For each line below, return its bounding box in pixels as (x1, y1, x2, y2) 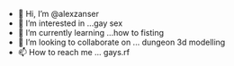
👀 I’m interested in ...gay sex (17, 18, 123, 29)
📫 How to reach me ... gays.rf (17, 47, 130, 57)
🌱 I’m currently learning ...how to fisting (17, 28, 165, 37)
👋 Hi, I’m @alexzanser (17, 9, 99, 19)
